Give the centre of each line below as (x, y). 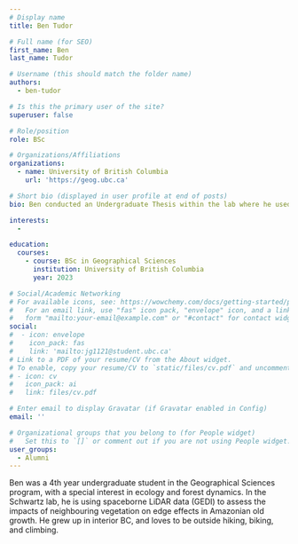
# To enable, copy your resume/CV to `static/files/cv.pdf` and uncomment (150, 368)
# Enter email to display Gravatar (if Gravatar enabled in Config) (138, 409)
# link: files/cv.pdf (53, 393)
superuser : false (41, 115)
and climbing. (34, 530)
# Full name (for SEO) (51, 42)
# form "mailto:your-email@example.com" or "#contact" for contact (141, 319)
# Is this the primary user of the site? (87, 106)
